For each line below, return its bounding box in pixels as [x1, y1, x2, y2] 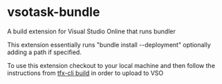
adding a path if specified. [7, 48, 82, 56]
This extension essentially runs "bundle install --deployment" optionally [7, 40, 211, 49]
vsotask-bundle [7, 4, 100, 20]
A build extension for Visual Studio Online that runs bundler [7, 27, 176, 35]
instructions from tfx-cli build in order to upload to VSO [7, 69, 164, 77]
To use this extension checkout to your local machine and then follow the [7, 61, 216, 69]
